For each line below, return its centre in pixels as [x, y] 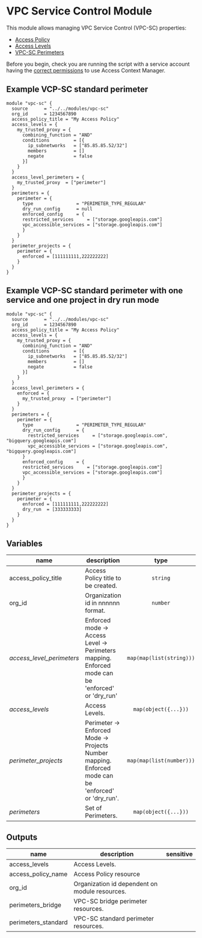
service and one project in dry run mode [83, 300]
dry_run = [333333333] [52, 509]
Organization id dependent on [116, 884]
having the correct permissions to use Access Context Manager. [86, 70]
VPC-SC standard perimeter [114, 919]
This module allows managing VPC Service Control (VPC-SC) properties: [96, 28]
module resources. [100, 892]
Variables [25, 543]
